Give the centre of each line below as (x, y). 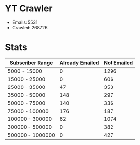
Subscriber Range (31, 63)
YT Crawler (29, 9)
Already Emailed (79, 63)
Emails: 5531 (25, 22)
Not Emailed (118, 63)
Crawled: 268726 (30, 27)
